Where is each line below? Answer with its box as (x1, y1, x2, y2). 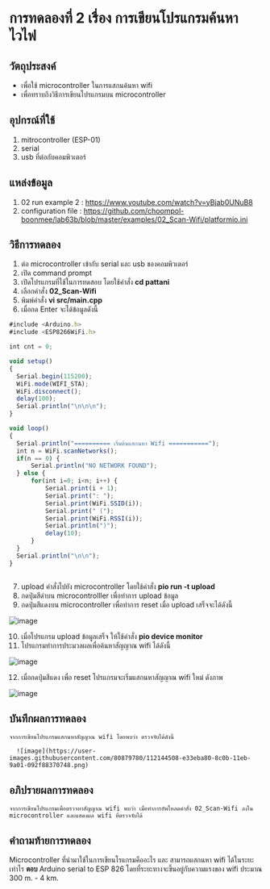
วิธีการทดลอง (9, 238, 61, 252)
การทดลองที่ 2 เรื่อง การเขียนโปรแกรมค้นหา (9, 9, 239, 27)
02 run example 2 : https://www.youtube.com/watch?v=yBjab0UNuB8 (20, 197, 253, 207)
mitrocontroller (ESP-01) (20, 135, 102, 144)
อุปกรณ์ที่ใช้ (9, 114, 56, 127)
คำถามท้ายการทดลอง (9, 833, 91, 847)
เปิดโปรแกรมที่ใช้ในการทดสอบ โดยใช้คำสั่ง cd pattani (20, 278, 170, 287)
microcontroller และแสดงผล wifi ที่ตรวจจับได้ (9, 812, 143, 820)
